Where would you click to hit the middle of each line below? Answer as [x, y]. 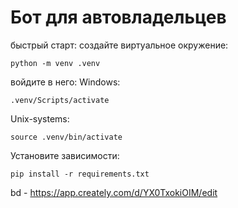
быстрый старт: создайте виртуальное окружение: [119, 45]
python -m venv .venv [55, 63]
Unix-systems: [40, 118]
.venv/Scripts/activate [60, 100]
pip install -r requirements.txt [80, 174]
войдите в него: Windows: [65, 82]
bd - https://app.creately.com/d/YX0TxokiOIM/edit [114, 192]
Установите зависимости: [65, 155]
